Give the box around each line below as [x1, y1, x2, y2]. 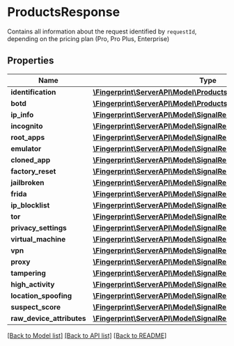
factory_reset [10, 166, 56, 176]
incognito [10, 121, 43, 131]
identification [10, 87, 56, 97]
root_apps [10, 132, 45, 142]
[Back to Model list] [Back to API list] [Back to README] [7, 331, 167, 340]
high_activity [10, 279, 55, 289]
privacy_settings [10, 223, 68, 233]
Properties [7, 55, 54, 67]
